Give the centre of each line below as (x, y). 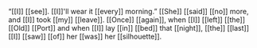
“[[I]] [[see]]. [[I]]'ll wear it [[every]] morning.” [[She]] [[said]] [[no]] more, (128, 11)
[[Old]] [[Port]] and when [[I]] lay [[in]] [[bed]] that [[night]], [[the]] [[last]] (128, 28)
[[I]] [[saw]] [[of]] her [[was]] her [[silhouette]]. (85, 36)
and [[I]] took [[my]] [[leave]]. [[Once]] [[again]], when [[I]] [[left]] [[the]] (127, 20)
